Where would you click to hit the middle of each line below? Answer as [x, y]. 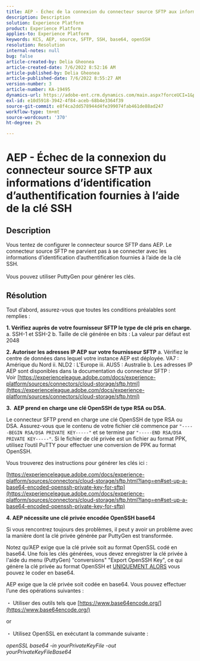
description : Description [38, 17]
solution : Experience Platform [45, 23]
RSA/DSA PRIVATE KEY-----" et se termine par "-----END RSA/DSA [103, 432]
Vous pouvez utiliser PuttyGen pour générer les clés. [71, 277]
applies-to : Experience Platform [48, 34]
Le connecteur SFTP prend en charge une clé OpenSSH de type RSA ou [94, 420]
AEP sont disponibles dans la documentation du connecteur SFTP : [88, 371]
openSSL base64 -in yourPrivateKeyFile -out [61, 645]
